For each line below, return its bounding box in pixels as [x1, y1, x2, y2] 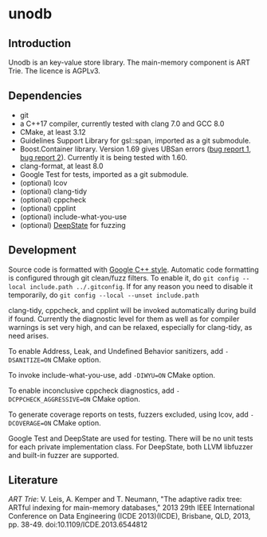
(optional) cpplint [19, 203, 77, 213]
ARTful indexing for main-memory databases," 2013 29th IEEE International [8, 503, 255, 512]
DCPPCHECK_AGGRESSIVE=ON [8, 395, 91, 403]
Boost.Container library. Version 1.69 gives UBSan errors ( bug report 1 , [19, 144, 251, 154]
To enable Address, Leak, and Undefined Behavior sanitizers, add [8, 346, 224, 355]
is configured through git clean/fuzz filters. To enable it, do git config [8, 272, 239, 283]
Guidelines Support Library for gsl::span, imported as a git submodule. [19, 135, 251, 145]
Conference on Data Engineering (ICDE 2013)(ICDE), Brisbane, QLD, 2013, [8, 512, 251, 521]
